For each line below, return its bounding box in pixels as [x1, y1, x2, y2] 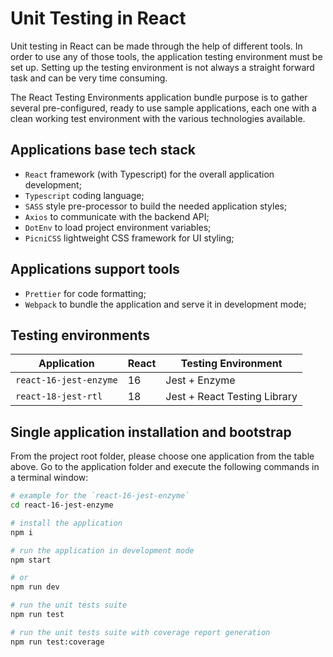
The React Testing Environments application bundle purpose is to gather [10, 91, 308, 103]
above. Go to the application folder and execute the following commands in [10, 461, 320, 473]
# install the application [10, 518, 123, 528]
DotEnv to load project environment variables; [24, 221, 212, 233]
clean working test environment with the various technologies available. [10, 112, 306, 124]
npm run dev [10, 582, 60, 592]
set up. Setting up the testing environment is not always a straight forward [10, 61, 315, 73]
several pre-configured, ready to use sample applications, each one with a [10, 102, 317, 114]
